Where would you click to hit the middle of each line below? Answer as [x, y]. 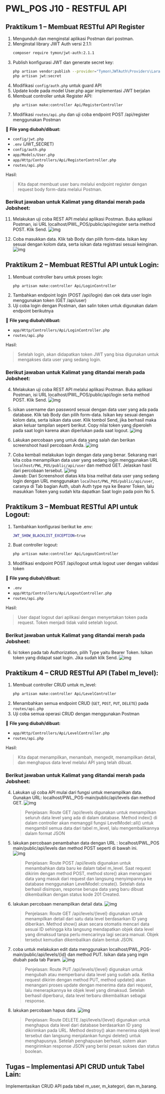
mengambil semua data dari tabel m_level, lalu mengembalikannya [92, 828]
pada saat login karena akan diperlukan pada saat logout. [71, 430]
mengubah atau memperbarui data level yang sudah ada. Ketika [89, 974]
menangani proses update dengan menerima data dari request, [89, 985]
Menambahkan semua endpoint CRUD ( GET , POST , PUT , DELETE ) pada [81, 703]
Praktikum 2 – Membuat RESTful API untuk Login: [82, 265]
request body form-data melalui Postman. [60, 189]
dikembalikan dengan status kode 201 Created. [72, 894]
